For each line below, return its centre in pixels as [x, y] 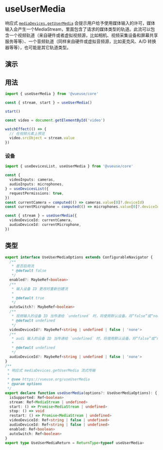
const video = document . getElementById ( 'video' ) [55, 120]
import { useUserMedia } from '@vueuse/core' [52, 94]
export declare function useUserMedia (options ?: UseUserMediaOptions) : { [81, 393]
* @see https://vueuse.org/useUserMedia [49, 379]
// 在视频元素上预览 [27, 133]
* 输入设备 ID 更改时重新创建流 [40, 289]
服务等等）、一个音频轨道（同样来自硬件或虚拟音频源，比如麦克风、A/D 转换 [81, 41]
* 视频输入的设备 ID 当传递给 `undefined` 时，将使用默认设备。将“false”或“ [82, 316]
